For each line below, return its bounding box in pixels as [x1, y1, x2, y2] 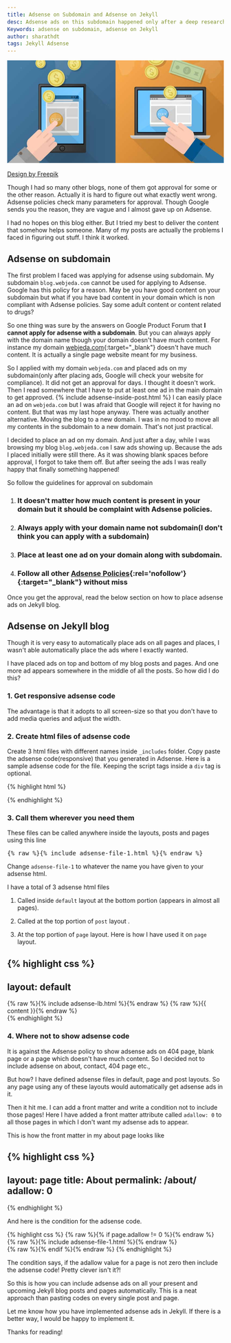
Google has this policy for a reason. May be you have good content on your [7, 286, 221, 295]
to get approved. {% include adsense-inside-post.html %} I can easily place [7, 393, 222, 401]
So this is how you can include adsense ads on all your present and [7, 1279, 198, 1287]
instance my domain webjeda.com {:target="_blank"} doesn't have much [7, 344, 212, 352]
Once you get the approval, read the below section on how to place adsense [7, 593, 223, 601]
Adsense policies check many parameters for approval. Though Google [7, 197, 210, 206]
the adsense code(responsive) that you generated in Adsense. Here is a [7, 754, 211, 762]
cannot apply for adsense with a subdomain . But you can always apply [7, 328, 211, 337]
